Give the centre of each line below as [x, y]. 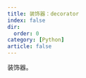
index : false [26, 20]
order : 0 [26, 33]
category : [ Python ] [36, 40]
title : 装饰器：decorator [43, 14]
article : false [30, 46]
